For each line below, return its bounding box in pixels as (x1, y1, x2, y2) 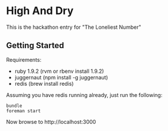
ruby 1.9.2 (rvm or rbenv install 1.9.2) (14, 68, 105, 75)
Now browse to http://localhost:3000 (6, 118, 96, 125)
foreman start (6, 108, 41, 114)
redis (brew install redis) (14, 80, 74, 87)
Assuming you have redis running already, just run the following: (6, 91, 163, 98)
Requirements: (6, 56, 41, 63)
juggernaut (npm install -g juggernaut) (14, 73, 108, 80)
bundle (6, 103, 22, 109)
